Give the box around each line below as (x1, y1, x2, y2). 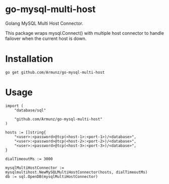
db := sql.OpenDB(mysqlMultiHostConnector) (5, 174, 98, 179)
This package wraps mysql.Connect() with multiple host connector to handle (5, 30, 164, 36)
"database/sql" (14, 108, 46, 113)
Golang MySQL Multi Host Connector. (5, 20, 83, 26)
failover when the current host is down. (5, 35, 87, 41)
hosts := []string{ (5, 130, 46, 135)
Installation (5, 53, 53, 65)
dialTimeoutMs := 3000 (5, 156, 53, 161)
